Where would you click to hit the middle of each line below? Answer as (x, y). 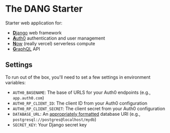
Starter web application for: (34, 23)
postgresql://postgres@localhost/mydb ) (54, 119)
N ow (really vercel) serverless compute (54, 43)
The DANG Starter (44, 9)
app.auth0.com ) (28, 97)
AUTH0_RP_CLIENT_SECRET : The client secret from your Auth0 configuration (89, 108)
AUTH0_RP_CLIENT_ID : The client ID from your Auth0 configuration (80, 103)
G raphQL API (26, 49)
